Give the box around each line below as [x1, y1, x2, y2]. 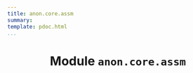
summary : [7, 17, 33, 24]
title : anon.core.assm [7, 10, 74, 17]
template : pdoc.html [7, 23, 68, 30]
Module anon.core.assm [50, 53, 186, 69]
